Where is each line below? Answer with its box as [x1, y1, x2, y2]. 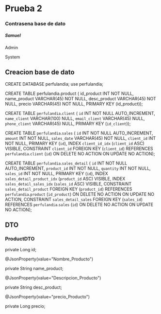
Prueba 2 [5, 3, 43, 14]
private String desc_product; [5, 284, 62, 290]
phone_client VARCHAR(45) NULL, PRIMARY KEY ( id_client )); [5, 120, 131, 127]
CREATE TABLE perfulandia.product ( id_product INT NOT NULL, [5, 91, 134, 96]
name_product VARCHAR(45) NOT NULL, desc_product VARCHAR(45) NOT [5, 95, 156, 101]
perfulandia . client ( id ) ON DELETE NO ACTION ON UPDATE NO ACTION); [5, 150, 155, 156]
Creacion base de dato [5, 68, 75, 76]
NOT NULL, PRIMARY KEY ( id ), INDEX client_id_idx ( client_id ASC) [5, 140, 145, 146]
